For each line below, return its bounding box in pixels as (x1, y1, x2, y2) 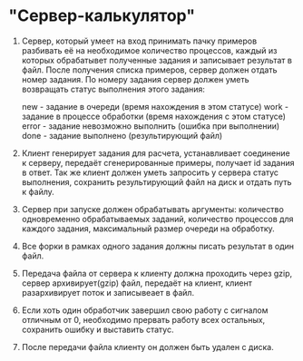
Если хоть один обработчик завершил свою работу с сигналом (21, 305, 269, 316)
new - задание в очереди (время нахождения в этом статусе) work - (21, 101, 289, 112)
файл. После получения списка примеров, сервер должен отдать (21, 64, 278, 75)
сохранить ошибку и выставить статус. (21, 324, 174, 335)
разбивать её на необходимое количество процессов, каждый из (21, 44, 278, 55)
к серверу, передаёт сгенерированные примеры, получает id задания (21, 157, 295, 168)
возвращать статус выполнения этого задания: (21, 83, 206, 94)
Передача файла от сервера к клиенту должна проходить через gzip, (21, 268, 293, 278)
